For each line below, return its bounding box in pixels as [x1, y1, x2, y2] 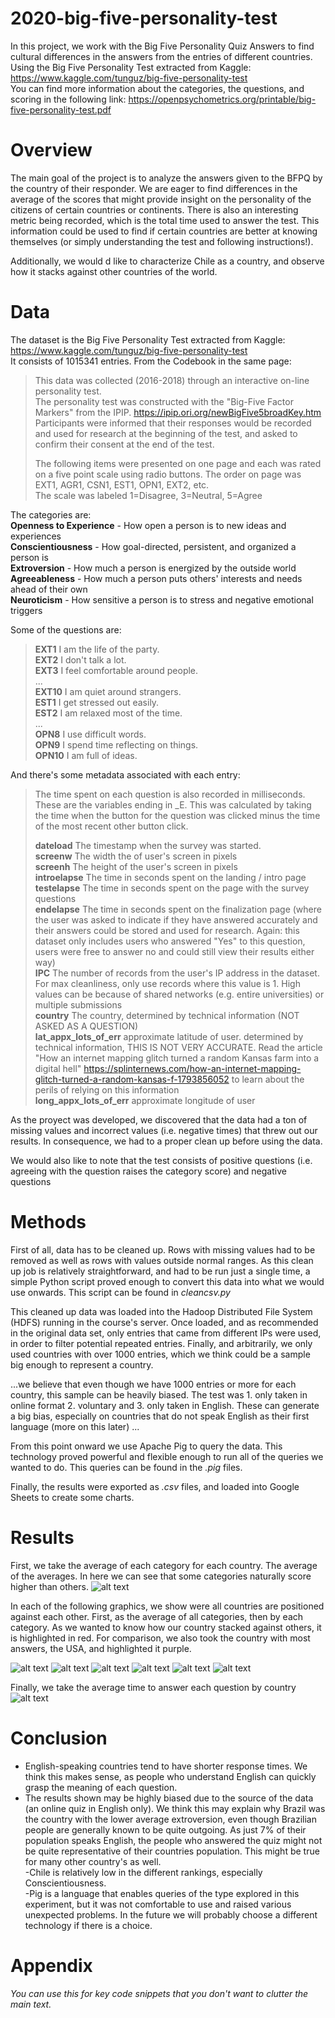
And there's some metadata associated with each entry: [10, 768, 241, 781]
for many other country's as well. [24, 1855, 162, 1867]
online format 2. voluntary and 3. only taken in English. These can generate [10, 1399, 320, 1411]
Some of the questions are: [10, 623, 122, 636]
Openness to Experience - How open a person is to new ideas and [10, 519, 287, 531]
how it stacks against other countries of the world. [10, 265, 218, 277]
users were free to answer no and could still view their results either [34, 945, 315, 957]
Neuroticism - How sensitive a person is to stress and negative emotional [10, 593, 314, 606]
